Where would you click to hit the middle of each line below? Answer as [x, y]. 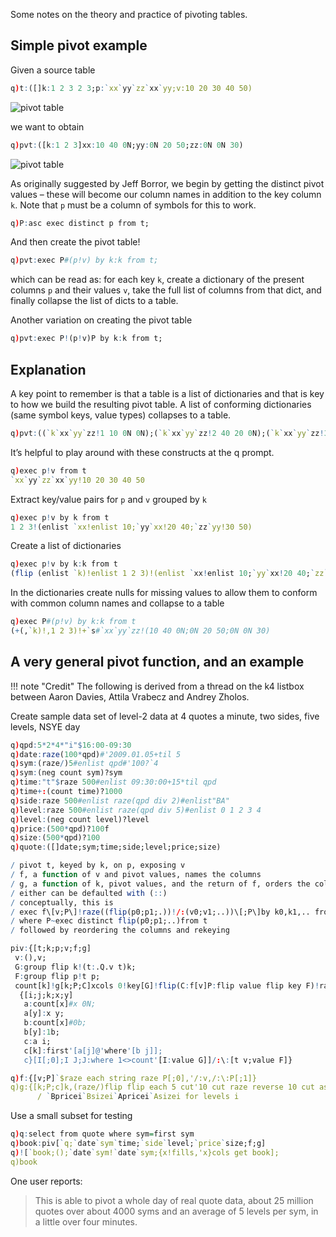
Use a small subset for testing [71, 1116]
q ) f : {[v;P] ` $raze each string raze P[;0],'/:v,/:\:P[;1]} [133, 1078]
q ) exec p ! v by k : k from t [64, 564]
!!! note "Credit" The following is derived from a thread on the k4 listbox [157, 686]
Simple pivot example [79, 45]
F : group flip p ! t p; [57, 976]
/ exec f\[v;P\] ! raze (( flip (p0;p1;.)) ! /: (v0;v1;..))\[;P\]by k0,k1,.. [160, 912]
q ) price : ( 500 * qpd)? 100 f [60, 829]
